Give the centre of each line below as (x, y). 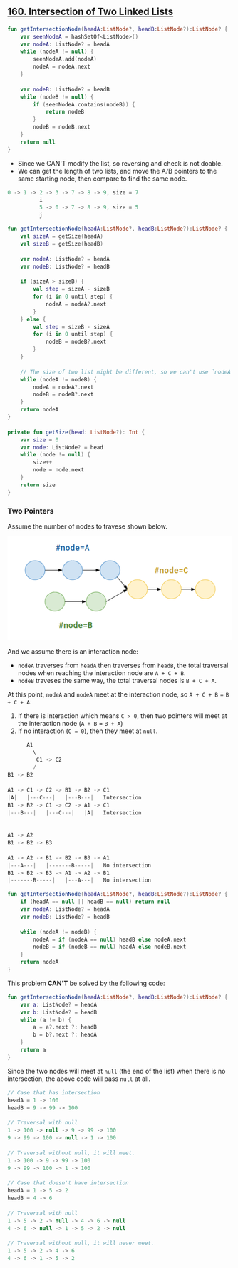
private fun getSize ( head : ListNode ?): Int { (76, 432)
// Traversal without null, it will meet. (71, 1153)
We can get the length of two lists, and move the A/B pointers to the (117, 171)
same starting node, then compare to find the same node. (102, 179)
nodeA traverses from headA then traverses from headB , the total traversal (123, 665)
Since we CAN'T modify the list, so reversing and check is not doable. (120, 163)
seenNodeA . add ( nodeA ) (65, 59)
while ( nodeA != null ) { (57, 52)
